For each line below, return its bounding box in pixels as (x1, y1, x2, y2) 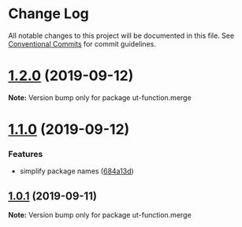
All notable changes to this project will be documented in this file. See (8, 31, 235, 40)
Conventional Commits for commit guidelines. (8, 39, 156, 48)
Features (8, 148, 43, 159)
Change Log (8, 5, 89, 23)
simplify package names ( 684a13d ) (19, 166, 134, 176)
